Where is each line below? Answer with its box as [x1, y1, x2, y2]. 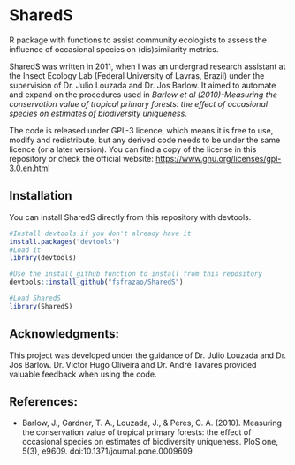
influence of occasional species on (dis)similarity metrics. [9, 43, 219, 54]
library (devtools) [9, 254, 77, 263]
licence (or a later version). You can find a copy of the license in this [9, 143, 257, 155]
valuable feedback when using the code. [9, 369, 157, 379]
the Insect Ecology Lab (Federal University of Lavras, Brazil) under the [9, 70, 265, 80]
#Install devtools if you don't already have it [9, 229, 192, 238]
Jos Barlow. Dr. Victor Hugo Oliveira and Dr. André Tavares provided [9, 359, 257, 370]
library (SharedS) [9, 301, 73, 310]
